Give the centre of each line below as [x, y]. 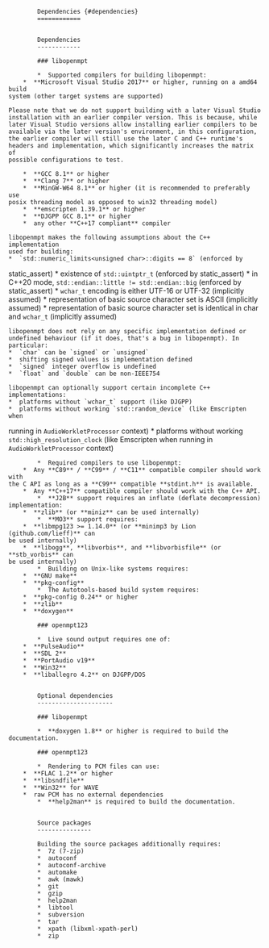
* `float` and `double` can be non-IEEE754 [84, 374]
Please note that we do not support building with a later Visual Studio [135, 111]
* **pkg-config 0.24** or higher [81, 597]
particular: [28, 345]
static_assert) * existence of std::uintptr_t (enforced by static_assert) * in [133, 274]
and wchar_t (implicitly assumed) [63, 316]
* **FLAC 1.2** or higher [68, 774]
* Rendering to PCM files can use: [99, 766]
